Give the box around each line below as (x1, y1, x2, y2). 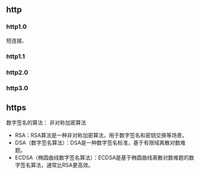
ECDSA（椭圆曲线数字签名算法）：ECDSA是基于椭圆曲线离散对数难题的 (14, 154, 189, 161)
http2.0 (6, 68, 29, 76)
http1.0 (6, 23, 27, 31)
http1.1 (6, 52, 25, 60)
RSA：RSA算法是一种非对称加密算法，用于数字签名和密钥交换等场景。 (14, 132, 188, 139)
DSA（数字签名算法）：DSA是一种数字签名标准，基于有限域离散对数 (14, 139, 181, 147)
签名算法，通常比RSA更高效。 (20, 161, 94, 169)
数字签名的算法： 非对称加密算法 (6, 119, 87, 126)
